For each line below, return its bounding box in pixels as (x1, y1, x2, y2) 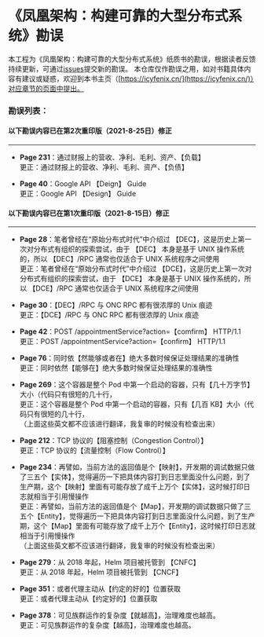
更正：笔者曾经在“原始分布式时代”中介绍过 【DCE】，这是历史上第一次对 (19, 264, 252, 273)
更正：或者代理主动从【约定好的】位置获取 (19, 594, 158, 603)
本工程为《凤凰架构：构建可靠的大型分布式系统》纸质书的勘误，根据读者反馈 (8, 54, 256, 64)
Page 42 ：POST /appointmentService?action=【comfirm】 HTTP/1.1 (19, 327, 241, 336)
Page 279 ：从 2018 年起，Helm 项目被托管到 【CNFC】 (19, 558, 200, 567)
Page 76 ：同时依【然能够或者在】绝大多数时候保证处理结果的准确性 (19, 353, 240, 363)
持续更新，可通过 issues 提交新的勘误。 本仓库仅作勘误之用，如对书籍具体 (8, 64, 244, 73)
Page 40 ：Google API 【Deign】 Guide (19, 179, 147, 189)
